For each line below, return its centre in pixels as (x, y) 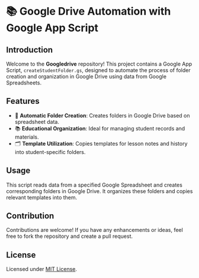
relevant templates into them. (42, 197)
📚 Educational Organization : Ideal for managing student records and (100, 128)
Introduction (30, 50)
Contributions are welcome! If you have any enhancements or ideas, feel (95, 230)
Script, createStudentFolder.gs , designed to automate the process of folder (98, 70)
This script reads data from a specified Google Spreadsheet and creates (94, 185)
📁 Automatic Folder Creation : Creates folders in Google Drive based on (102, 115)
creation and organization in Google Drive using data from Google (86, 76)
